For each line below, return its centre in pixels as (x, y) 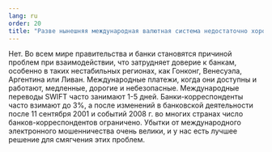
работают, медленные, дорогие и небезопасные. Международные (124, 88)
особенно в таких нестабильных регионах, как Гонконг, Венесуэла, (125, 71)
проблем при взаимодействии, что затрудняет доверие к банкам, (123, 62)
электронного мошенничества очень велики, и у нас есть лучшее (123, 131)
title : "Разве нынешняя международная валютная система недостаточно (128, 31)
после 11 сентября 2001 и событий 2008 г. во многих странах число (126, 114)
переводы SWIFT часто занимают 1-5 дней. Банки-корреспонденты (126, 97)
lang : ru (23, 16)
